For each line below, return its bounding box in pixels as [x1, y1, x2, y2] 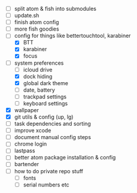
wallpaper [14, 106, 39, 113]
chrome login [14, 140, 47, 147]
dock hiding [23, 73, 53, 80]
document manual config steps [14, 134, 91, 141]
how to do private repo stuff [14, 167, 84, 174]
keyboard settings [23, 99, 68, 107]
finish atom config [14, 19, 59, 26]
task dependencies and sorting [14, 120, 91, 128]
